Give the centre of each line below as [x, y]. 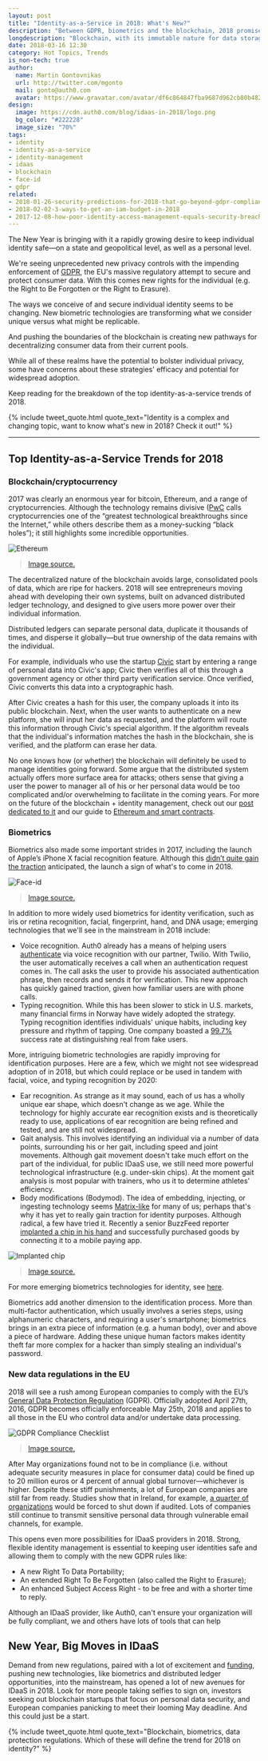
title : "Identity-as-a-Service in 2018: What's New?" [100, 23]
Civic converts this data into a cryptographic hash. [91, 687]
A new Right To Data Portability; [72, 1571]
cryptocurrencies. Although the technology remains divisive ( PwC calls [125, 507]
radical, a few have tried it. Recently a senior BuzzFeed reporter [124, 1223]
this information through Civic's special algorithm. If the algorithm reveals [129, 728]
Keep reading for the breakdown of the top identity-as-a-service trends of [130, 394]
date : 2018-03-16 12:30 [48, 46]
